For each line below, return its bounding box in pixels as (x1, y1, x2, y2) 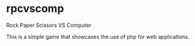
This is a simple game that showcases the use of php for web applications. (6, 33, 190, 40)
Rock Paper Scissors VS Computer (6, 22, 91, 29)
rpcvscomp (6, 2, 64, 16)
